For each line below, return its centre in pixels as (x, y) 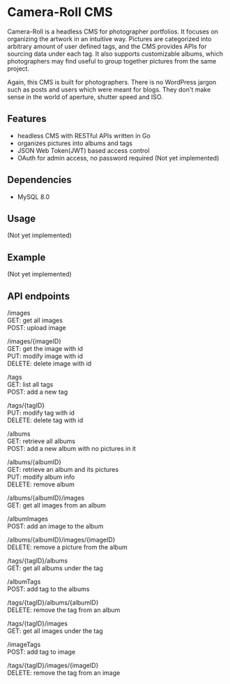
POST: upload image (37, 328)
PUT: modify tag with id (41, 413)
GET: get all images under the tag (55, 631)
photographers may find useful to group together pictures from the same (112, 61)
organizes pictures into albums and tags (75, 143)
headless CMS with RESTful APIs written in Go (84, 135)
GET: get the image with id (45, 349)
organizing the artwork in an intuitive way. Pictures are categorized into (109, 38)
